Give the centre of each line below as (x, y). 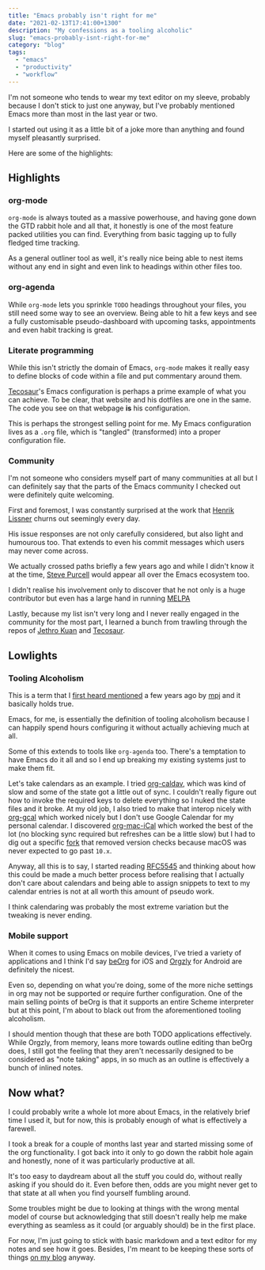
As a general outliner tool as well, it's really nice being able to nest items (126, 258)
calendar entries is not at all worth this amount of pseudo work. (112, 891)
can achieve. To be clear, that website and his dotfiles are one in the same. (130, 399)
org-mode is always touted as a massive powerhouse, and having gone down (132, 218)
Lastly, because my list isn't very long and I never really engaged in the (124, 614)
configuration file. (37, 440)
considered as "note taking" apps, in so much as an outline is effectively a (129, 1059)
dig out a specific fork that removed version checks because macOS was (127, 842)
